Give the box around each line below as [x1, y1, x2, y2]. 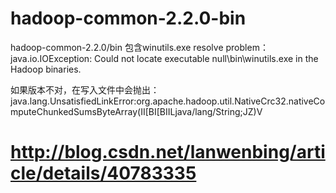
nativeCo [288, 95, 326, 107]
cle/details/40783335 [10, 162, 197, 185]
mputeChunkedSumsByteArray [10, 105, 138, 117]
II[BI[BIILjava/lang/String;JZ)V [140, 105, 263, 117]
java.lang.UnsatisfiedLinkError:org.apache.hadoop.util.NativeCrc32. [10, 95, 289, 107]
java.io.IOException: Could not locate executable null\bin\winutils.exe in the [10, 52, 319, 64]
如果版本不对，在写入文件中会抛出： [10, 83, 160, 96]
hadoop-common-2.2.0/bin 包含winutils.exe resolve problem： [10, 41, 269, 53]
